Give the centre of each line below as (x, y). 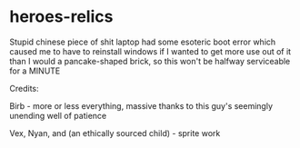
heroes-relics (61, 17)
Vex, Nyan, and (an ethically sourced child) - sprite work (115, 133)
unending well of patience (58, 115)
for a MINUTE (35, 71)
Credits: (24, 88)
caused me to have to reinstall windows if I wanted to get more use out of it (150, 51)
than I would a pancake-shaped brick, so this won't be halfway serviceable (150, 61)
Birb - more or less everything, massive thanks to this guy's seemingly (141, 105)
